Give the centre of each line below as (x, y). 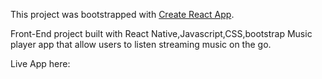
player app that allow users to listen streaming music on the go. (141, 44)
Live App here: (40, 63)
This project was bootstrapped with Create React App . (122, 14)
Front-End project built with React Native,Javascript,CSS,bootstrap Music (161, 33)
